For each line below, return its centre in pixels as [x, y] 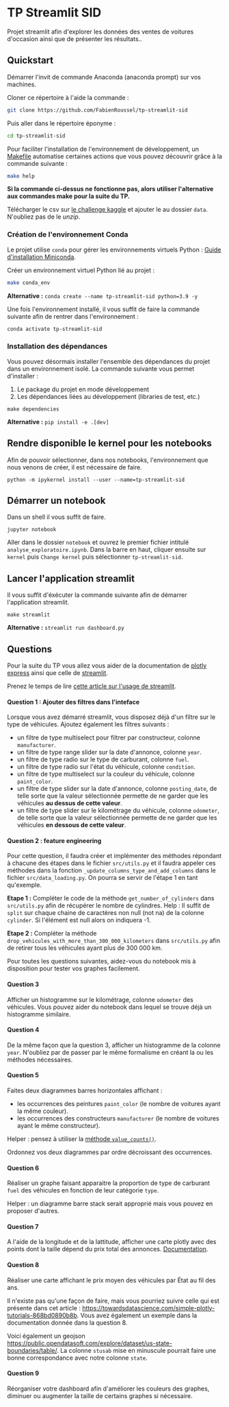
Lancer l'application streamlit [71, 578]
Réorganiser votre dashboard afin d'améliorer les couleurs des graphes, [108, 1388]
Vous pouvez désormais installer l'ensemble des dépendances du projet [109, 361]
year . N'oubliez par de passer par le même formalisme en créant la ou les [110, 1052]
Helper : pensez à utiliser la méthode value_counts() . [82, 1138]
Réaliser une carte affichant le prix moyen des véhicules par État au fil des [111, 1280]
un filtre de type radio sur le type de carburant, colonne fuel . [103, 759]
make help [21, 176]
